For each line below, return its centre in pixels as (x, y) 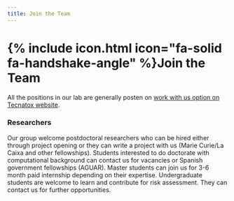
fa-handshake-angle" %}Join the (106, 63)
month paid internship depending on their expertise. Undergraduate (105, 174)
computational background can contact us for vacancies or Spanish (105, 160)
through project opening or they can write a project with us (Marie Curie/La (116, 145)
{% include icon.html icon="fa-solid (115, 48)
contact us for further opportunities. (59, 190)
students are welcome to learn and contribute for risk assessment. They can (117, 182)
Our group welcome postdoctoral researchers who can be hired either (108, 137)
